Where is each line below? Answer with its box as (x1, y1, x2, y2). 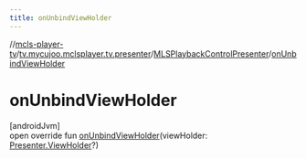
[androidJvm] (9, 120, 61, 131)
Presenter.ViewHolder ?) (9, 139, 99, 151)
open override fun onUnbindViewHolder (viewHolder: (9, 130, 208, 141)
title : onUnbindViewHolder (9, 13, 112, 23)
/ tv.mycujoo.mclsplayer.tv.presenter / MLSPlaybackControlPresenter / (16, 48, 272, 59)
